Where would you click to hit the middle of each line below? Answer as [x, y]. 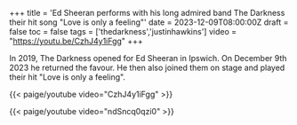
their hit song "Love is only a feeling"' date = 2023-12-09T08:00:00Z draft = [149, 22]
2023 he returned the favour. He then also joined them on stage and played [147, 67]
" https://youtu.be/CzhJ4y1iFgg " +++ [76, 41]
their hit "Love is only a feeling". [68, 77]
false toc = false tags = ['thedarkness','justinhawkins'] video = [123, 31]
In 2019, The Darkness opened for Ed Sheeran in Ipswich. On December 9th [148, 58]
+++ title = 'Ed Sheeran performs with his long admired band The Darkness [147, 13]
